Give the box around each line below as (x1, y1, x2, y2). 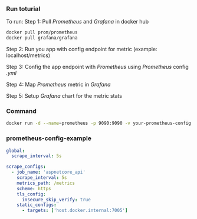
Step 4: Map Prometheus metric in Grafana (6, 81, 111, 88)
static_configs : (17, 202, 57, 208)
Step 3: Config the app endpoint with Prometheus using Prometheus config (6, 64, 189, 71)
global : (6, 148, 25, 154)
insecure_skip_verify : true (21, 197, 91, 203)
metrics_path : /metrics (17, 180, 75, 186)
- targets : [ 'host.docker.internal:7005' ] (21, 208, 128, 214)
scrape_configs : (6, 164, 46, 170)
